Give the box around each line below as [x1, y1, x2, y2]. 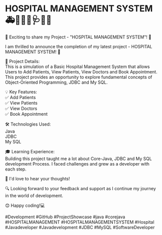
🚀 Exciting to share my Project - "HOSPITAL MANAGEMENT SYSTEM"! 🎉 [5, 34, 152, 40]
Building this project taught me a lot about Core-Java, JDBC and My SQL [5, 156, 152, 162]
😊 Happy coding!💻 [5, 202, 45, 208]
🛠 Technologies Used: [5, 121, 51, 127]
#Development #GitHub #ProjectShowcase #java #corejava [5, 214, 125, 220]
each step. [5, 166, 27, 172]
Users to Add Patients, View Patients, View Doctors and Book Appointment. [5, 68, 158, 74]
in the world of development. [5, 193, 63, 199]
